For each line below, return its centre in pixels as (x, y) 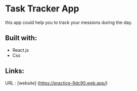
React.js (21, 50)
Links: (15, 71)
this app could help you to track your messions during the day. (69, 22)
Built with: (21, 38)
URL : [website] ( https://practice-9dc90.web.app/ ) (56, 83)
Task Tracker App (42, 9)
